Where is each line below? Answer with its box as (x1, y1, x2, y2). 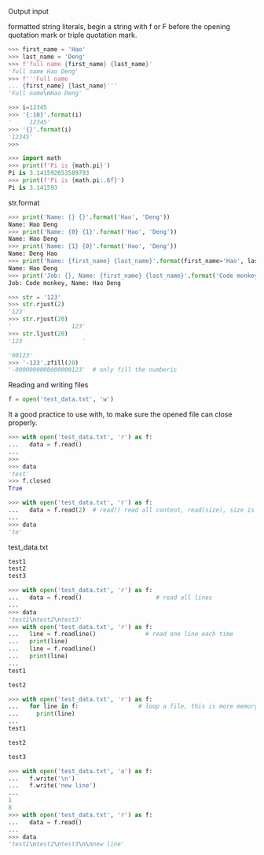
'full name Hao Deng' (8, 67, 79, 76)
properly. (8, 418, 38, 427)
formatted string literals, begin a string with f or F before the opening (8, 22, 230, 31)
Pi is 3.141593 (8, 183, 58, 191)
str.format (8, 198, 40, 207)
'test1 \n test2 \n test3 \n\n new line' (8, 840, 125, 849)
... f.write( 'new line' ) (8, 782, 97, 790)
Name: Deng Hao (8, 250, 58, 258)
